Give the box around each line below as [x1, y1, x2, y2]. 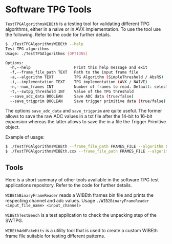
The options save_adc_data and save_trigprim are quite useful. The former [5, 108, 162, 114]
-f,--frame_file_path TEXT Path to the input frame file [10, 70, 139, 75]
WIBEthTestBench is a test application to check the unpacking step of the [5, 212, 157, 218]
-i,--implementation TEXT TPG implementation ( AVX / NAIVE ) [10, 80, 147, 85]
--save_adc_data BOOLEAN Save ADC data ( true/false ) [10, 93, 134, 99]
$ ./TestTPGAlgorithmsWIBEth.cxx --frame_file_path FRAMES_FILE [5, 149, 145, 154]
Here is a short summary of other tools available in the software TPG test [5, 177, 159, 183]
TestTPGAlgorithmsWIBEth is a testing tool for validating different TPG [5, 21, 150, 27]
